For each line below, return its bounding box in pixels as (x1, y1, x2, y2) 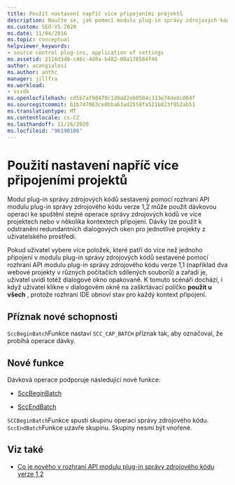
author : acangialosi (7, 62, 68, 69)
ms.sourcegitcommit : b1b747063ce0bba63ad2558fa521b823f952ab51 (7, 101, 196, 108)
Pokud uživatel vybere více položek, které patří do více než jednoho (7, 246, 203, 254)
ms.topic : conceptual (7, 36, 71, 43)
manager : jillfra (7, 75, 58, 82)
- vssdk (7, 88, 30, 95)
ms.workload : (7, 82, 45, 89)
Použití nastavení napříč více (7, 157, 179, 173)
